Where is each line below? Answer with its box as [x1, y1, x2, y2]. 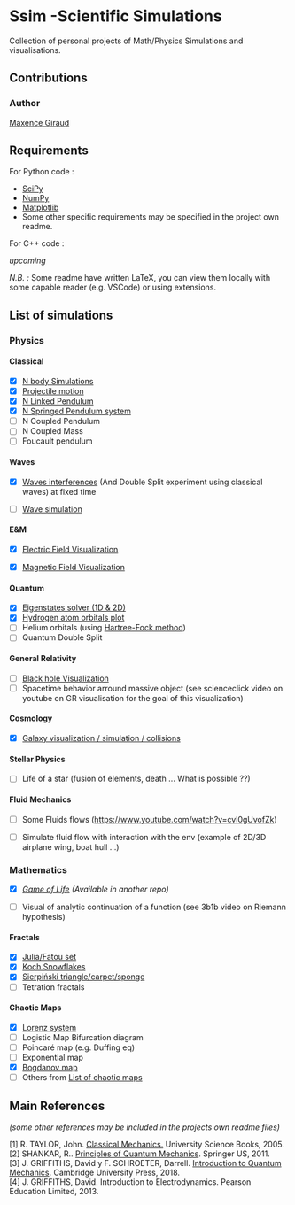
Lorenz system [21, 1022, 77, 1032]
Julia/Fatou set [21, 952, 77, 962]
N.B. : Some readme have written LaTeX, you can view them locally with [9, 273, 271, 283]
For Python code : [9, 166, 74, 177]
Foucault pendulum [21, 436, 93, 446]
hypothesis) [21, 912, 66, 923]
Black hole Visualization [21, 673, 109, 684]
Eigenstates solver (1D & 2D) [21, 602, 127, 613]
